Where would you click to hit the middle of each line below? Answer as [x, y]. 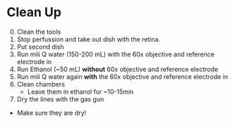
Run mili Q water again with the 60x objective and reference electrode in [122, 76]
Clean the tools [39, 32]
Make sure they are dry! [52, 113]
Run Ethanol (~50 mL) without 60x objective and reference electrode [117, 69]
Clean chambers [41, 84]
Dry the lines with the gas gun [60, 99]
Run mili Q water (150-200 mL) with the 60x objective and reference [115, 54]
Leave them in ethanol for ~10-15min [80, 92]
